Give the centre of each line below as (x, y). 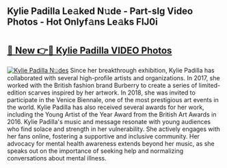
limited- (210, 85)
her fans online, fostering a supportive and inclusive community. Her (104, 136)
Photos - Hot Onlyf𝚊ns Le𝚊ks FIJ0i (83, 22)
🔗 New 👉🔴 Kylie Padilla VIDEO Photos (90, 50)
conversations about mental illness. (57, 158)
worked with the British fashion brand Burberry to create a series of (102, 85)
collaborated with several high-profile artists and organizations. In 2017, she (113, 78)
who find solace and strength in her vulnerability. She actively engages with (114, 129)
